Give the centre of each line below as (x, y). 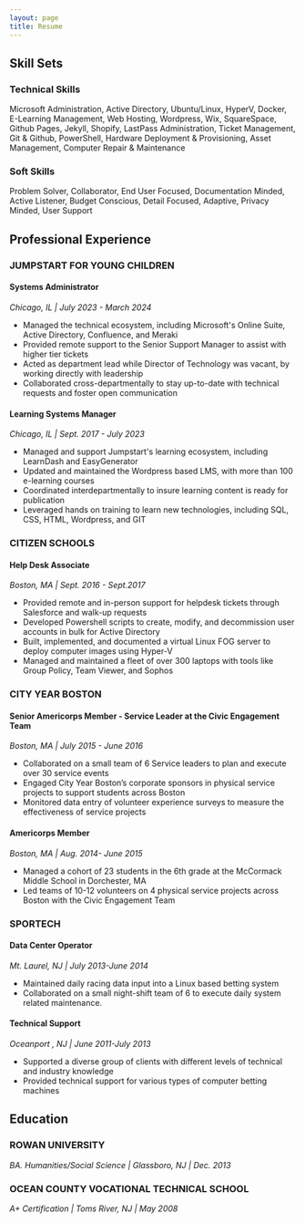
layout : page (34, 18)
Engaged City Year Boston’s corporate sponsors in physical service (149, 783)
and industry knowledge (68, 1071)
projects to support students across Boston (104, 793)
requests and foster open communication (100, 393)
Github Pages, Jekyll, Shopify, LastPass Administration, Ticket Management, (152, 129)
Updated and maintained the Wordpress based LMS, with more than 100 (158, 472)
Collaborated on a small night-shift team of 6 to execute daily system (152, 993)
